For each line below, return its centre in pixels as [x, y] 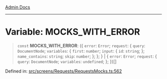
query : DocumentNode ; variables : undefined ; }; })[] [67, 61]
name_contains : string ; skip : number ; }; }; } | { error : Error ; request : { [87, 56]
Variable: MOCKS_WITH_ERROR [73, 32]
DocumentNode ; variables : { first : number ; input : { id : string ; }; [81, 51]
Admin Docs [18, 7]
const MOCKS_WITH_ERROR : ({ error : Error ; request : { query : [81, 45]
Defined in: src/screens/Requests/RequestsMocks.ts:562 [64, 71]
